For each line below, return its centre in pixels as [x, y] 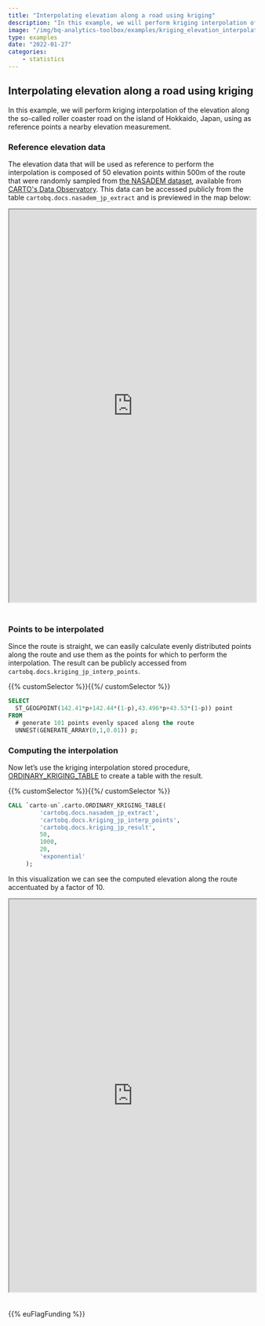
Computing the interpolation [64, 750]
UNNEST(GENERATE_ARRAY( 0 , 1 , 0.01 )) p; [77, 730]
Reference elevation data [57, 147]
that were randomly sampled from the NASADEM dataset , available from [125, 181]
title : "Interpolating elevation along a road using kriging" [112, 15]
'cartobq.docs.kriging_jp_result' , [98, 827]
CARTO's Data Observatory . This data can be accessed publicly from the [126, 189]
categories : [27, 52]
